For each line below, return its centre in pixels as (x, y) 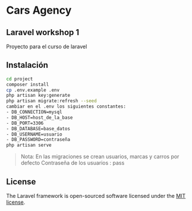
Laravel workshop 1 (43, 32)
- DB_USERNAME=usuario (34, 134)
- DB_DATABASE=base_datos (38, 128)
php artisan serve (29, 145)
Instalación (27, 65)
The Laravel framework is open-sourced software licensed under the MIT (96, 196)
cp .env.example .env (33, 90)
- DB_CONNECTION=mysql (34, 112)
